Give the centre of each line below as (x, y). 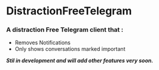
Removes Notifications (42, 42)
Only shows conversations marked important (70, 49)
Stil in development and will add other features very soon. (80, 60)
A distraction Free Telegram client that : (65, 30)
